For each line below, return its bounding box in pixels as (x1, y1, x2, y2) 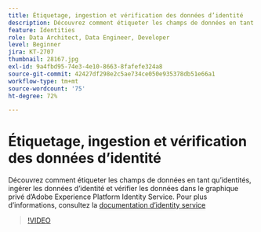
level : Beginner (8, 41, 61, 49)
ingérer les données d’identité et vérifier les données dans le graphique (8, 184, 239, 193)
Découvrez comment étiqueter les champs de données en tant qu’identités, (8, 175, 252, 185)
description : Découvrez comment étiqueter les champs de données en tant (8, 19, 255, 27)
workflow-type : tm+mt (8, 77, 79, 85)
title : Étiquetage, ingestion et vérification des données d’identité (8, 11, 244, 20)
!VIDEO (27, 215, 51, 225)
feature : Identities (8, 26, 76, 34)
